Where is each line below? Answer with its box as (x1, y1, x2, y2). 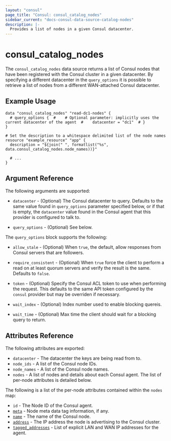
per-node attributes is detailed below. (12, 377, 92, 383)
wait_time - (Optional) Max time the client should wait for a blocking (12, 311, 156, 317)
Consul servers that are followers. (12, 249, 84, 255)
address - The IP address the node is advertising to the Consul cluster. (12, 418, 161, 425)
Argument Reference (5, 174, 74, 183)
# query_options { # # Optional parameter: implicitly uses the (10, 115, 159, 120)
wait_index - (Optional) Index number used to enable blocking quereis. (12, 301, 162, 307)
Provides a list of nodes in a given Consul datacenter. (10, 27, 134, 32)
